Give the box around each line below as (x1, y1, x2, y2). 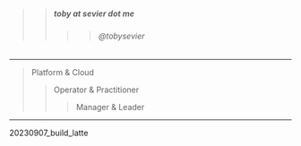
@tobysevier (98, 30, 145, 41)
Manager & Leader (75, 101, 145, 112)
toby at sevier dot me (53, 8, 135, 19)
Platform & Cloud (30, 66, 94, 77)
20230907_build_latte (9, 127, 89, 138)
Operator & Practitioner (53, 84, 140, 95)
